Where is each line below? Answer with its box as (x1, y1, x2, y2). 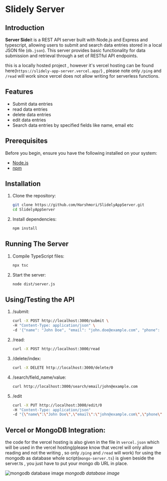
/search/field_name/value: (12, 374, 66, 380)
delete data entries (12, 111, 51, 117)
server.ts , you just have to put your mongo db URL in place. (5, 460, 128, 466)
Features (5, 88, 33, 96)
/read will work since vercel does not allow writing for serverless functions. (5, 73, 160, 79)
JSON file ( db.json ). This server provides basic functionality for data (5, 48, 146, 53)
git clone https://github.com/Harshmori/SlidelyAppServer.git (12, 202, 145, 207)
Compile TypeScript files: (12, 253, 65, 259)
